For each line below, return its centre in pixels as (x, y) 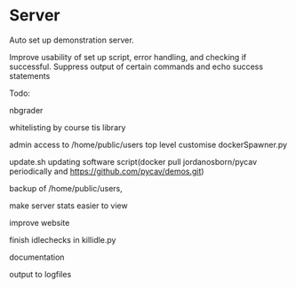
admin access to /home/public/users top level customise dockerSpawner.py (148, 144)
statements (30, 75)
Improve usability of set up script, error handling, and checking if (128, 57)
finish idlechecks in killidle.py (63, 239)
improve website (40, 222)
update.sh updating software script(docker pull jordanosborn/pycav (133, 161)
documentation (37, 257)
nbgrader (26, 110)
